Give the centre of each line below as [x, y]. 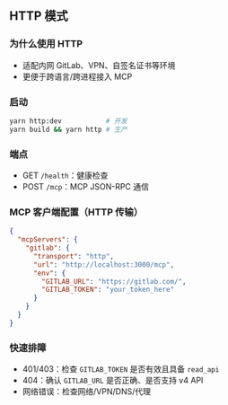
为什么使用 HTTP [46, 44]
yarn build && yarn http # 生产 [68, 129]
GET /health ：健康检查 [65, 176]
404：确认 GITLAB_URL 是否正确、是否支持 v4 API [113, 381]
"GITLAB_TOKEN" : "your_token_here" [108, 290]
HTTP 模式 [39, 16]
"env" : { [49, 273]
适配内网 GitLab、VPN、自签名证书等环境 [99, 65]
